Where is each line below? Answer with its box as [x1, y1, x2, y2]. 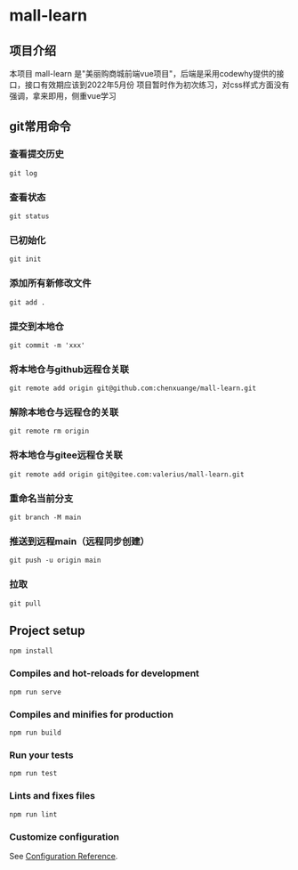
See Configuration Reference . [9, 850, 118, 861]
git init [9, 255, 42, 264]
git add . [9, 297, 46, 307]
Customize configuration [9, 830, 120, 842]
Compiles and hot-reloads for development [9, 667, 200, 679]
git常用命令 [9, 119, 71, 134]
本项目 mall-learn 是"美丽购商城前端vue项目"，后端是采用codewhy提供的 [9, 69, 278, 78]
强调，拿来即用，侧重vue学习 [9, 91, 117, 101]
